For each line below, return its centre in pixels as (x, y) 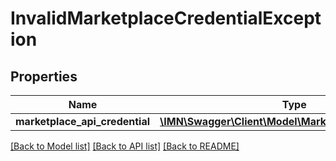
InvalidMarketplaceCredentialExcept (166, 18)
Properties (44, 76)
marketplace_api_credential (83, 121)
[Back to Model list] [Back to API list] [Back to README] (125, 146)
